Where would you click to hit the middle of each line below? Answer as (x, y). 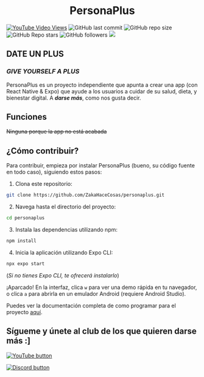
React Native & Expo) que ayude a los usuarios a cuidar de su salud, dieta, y (102, 91)
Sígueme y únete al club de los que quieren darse (101, 331)
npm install (21, 241)
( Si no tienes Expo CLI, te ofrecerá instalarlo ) (63, 275)
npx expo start (26, 263)
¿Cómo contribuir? (43, 151)
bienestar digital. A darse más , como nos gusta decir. (74, 98)
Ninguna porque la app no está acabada (57, 131)
